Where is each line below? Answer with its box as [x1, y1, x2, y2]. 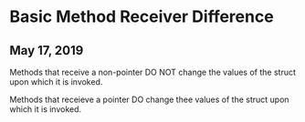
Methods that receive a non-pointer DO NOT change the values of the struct [9, 66, 297, 77]
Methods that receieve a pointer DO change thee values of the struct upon [9, 94, 289, 105]
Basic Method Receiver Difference [9, 6, 274, 27]
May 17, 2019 [9, 43, 84, 58]
